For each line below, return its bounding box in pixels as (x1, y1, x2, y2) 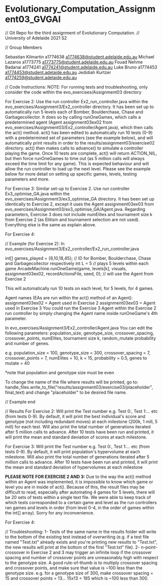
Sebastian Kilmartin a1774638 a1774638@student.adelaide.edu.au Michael (5, 54, 155, 59)
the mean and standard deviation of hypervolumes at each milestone (5, 464, 143, 470)
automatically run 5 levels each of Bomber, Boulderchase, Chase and (5, 109, 144, 115)
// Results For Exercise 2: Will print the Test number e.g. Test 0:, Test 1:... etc (5, 408, 158, 414)
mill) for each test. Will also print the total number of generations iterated (5, 423, 151, 429)
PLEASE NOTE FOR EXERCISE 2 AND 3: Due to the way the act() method (5, 474, 151, 479)
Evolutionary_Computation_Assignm (5, 3, 156, 15)
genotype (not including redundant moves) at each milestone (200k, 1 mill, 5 (5, 419, 158, 424)
